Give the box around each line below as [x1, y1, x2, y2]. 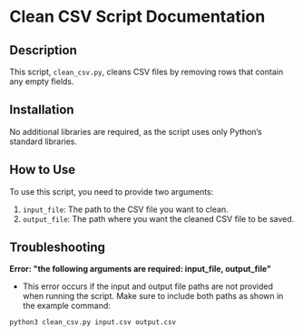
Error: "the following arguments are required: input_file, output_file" [9, 264, 272, 274]
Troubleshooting [9, 240, 106, 255]
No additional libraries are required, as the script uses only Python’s [9, 126, 262, 137]
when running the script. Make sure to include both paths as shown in [22, 291, 284, 302]
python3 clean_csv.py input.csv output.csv [9, 318, 177, 327]
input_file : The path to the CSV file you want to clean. [22, 204, 229, 215]
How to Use [9, 162, 76, 178]
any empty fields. [9, 76, 74, 87]
